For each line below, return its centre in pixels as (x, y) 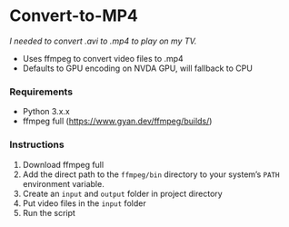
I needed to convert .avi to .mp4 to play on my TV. (103, 41)
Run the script (49, 212)
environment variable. (63, 183)
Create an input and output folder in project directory (122, 193)
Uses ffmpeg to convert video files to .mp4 (103, 58)
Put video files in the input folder (85, 203)
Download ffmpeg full (63, 164)
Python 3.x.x (46, 112)
